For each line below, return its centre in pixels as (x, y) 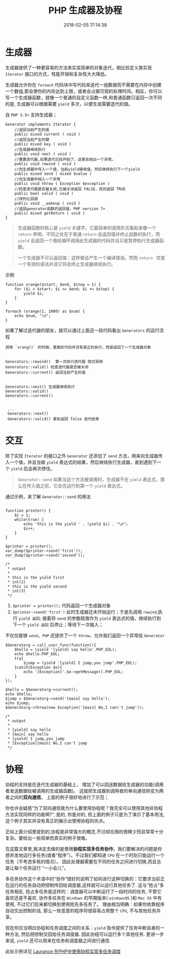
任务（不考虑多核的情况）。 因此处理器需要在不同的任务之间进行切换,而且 (81, 861)
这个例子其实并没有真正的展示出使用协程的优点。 (56, 820)
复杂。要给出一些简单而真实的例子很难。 (47, 838)
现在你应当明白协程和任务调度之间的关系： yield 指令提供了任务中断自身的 (83, 927)
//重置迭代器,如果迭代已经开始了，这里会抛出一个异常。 (65, 159)
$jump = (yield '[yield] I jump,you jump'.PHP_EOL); (80, 663)
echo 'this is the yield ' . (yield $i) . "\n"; (76, 524)
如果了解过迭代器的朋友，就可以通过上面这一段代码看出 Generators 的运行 (82, 330)
